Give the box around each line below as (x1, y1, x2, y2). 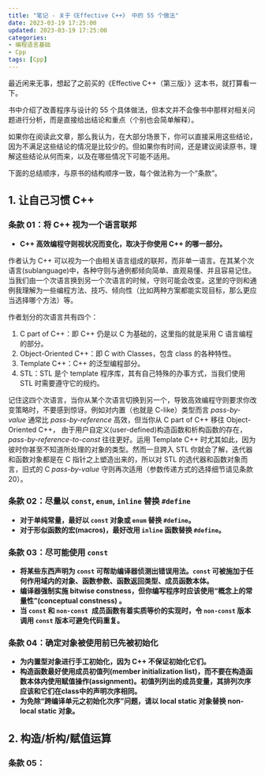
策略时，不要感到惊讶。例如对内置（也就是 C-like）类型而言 (14, 405, 209, 414)
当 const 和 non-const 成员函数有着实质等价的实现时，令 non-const (19, 606, 236, 615)
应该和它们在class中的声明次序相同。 (19, 686, 142, 696)
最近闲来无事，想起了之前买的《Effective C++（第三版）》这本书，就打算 (8, 78, 243, 88)
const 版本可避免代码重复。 (35, 616, 125, 626)
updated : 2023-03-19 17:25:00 (8, 26, 108, 34)
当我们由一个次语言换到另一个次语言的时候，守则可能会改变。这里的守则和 (8, 275, 250, 285)
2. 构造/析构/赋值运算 (8, 732, 112, 745)
